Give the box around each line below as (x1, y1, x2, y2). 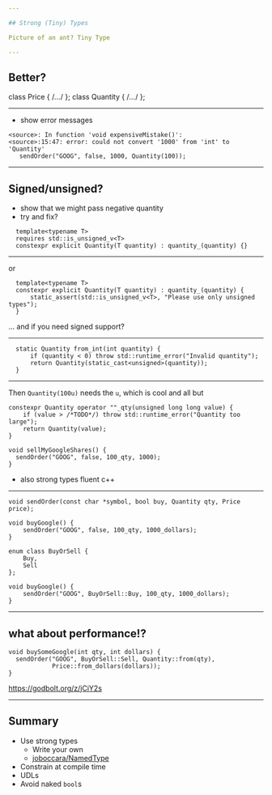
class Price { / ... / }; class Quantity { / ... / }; (8, 92, 146, 102)
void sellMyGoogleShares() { (8, 446, 107, 454)
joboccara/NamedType (32, 753, 109, 763)
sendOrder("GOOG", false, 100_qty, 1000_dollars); (23, 526, 198, 534)
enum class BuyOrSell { (8, 547, 89, 555)
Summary (8, 714, 59, 729)
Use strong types (19, 736, 79, 746)
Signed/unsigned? (8, 181, 104, 195)
